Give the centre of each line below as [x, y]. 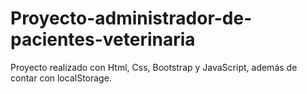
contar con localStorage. [61, 78]
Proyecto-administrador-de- [131, 18]
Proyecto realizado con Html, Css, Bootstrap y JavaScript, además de [154, 67]
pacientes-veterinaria [103, 39]
